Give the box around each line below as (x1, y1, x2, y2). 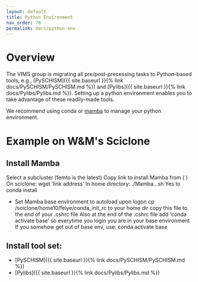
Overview (6, 51, 55, 64)
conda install (6, 187, 37, 194)
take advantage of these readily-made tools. (6, 96, 115, 103)
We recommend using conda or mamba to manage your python (6, 108, 162, 115)
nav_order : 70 (6, 20, 42, 26)
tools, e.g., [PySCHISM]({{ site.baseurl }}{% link (6, 77, 124, 84)
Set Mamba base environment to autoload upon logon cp (14, 198, 155, 205)
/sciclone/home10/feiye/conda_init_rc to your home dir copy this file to (14, 205, 188, 212)
